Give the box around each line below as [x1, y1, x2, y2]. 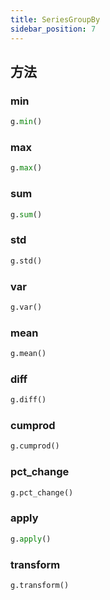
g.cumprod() [10, 441, 60, 451]
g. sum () [10, 209, 43, 220]
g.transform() [10, 580, 70, 590]
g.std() [10, 256, 43, 266]
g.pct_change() [10, 487, 74, 498]
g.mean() [10, 349, 47, 359]
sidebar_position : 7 [10, 24, 97, 34]
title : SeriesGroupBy [10, 14, 101, 25]
